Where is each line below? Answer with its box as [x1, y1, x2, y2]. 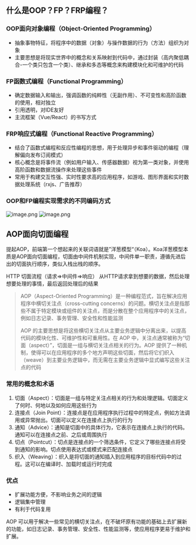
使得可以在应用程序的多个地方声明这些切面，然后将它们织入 [30, 349, 174, 356]
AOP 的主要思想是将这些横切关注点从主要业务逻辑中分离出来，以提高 [20, 327, 187, 334]
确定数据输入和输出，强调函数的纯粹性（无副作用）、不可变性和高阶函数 [14, 92, 187, 99]
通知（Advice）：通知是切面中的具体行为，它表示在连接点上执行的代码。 [14, 424, 188, 431]
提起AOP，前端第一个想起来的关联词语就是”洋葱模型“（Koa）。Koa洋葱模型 [6, 246, 183, 253]
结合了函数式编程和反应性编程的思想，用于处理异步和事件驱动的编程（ [14, 144, 184, 151]
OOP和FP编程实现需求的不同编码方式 [6, 197, 111, 205]
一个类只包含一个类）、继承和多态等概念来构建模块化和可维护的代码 [22, 61, 184, 68]
